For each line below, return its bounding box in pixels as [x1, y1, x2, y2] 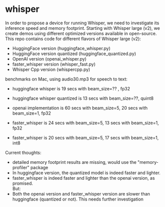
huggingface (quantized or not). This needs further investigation [12, 196, 144, 202]
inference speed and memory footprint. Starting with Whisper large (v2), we [5, 25, 160, 31]
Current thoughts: [5, 149, 42, 155]
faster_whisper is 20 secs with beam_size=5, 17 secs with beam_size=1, [12, 135, 159, 140]
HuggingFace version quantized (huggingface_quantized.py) [12, 51, 136, 57]
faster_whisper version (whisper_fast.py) [12, 61, 96, 67]
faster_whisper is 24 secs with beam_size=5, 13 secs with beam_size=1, [12, 120, 159, 126]
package [30, 164, 49, 170]
